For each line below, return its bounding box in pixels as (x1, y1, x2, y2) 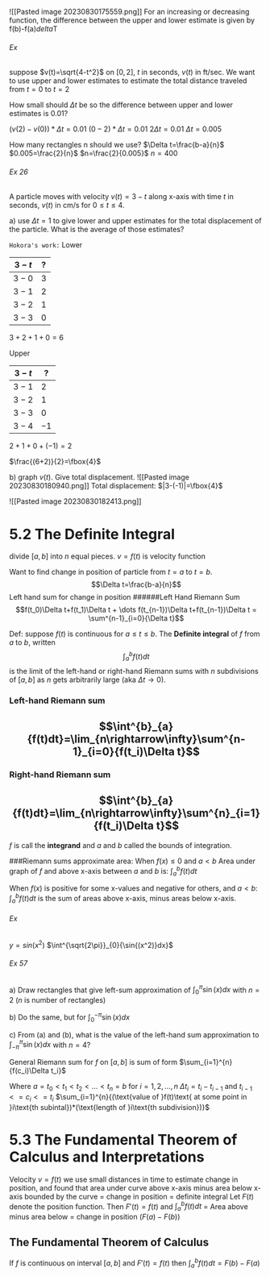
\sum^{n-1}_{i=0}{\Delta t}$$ (88, 613, 185, 623)
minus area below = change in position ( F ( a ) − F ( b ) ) (9, 1212, 181, 1222)
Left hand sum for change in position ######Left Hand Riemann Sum (9, 592, 240, 602)
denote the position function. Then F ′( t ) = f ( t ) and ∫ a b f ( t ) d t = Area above (9, 1200, 248, 1213)
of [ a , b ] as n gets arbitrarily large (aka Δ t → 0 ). (9, 675, 166, 684)
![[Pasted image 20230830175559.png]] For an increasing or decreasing (9, 7, 250, 16)
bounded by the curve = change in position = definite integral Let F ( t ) (24, 1191, 255, 1201)
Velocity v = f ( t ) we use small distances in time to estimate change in (9, 1174, 239, 1184)
